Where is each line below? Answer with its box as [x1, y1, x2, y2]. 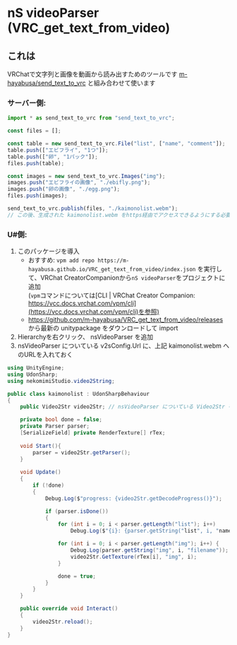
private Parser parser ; [20, 422, 90, 430]
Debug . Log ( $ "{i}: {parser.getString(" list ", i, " [70, 528, 219, 535]
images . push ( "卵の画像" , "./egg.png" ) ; [7, 186, 121, 193]
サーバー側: [7, 97, 47, 107]
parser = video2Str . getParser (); [32, 449, 131, 456]
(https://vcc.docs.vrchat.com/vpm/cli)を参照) [28, 307, 160, 316]
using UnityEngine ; [7, 365, 65, 372]
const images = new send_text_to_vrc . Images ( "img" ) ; [7, 172, 166, 179]
